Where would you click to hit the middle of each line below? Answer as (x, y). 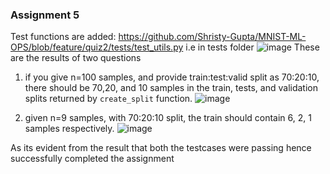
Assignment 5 (45, 15)
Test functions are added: (63, 37)
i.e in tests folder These (252, 47)
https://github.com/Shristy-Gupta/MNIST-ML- (212, 37)
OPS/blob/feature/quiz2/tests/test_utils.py (97, 47)
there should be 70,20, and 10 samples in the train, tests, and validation (171, 88)
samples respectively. (69, 129)
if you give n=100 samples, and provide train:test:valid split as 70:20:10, (172, 77)
